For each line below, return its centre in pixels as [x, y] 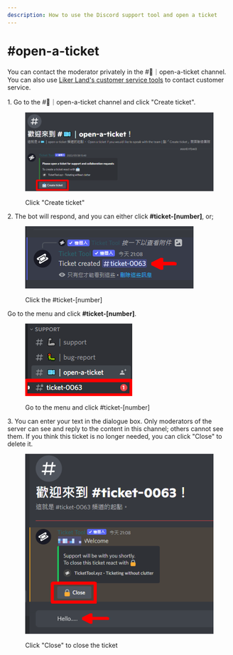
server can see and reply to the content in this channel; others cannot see [115, 428]
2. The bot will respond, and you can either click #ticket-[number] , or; [111, 216]
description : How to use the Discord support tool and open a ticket [113, 15]
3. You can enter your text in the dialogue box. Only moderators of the [110, 421]
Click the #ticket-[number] [64, 299]
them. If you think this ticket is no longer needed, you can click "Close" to [115, 436]
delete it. [20, 444]
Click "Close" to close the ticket [72, 645]
